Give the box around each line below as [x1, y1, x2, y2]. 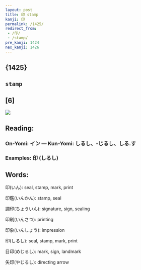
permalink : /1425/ [5, 21, 44, 27]
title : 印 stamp [5, 12, 39, 17]
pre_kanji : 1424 [5, 40, 39, 45]
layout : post [5, 7, 33, 13]
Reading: [5, 124, 34, 132]
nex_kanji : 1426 [5, 45, 39, 50]
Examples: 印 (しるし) [5, 154, 59, 161]
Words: [5, 170, 29, 179]
